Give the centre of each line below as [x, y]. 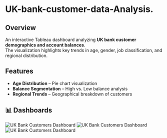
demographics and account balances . [45, 45]
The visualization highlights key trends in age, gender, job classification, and [84, 50]
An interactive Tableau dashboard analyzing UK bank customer [71, 39]
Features [19, 71]
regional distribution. [26, 55]
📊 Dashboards [29, 110]
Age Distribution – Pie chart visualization [55, 83]
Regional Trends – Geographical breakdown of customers [72, 94]
